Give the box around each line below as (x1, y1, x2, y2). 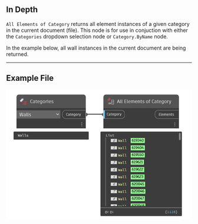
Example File (6, 73, 54, 83)
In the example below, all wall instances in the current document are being (6, 44, 186, 51)
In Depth (6, 5, 38, 15)
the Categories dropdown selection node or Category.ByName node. (6, 32, 168, 40)
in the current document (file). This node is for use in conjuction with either (6, 27, 189, 34)
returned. (6, 50, 29, 58)
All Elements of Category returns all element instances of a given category (6, 20, 190, 27)
